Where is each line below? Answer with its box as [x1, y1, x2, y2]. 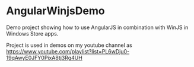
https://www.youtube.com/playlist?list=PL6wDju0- [6, 47, 130, 55]
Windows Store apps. [6, 30, 59, 37]
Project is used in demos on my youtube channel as [6, 42, 132, 49]
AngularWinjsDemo [6, 4, 105, 18]
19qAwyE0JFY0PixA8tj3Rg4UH [6, 54, 83, 61]
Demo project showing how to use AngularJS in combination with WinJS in [6, 24, 189, 31]
